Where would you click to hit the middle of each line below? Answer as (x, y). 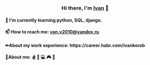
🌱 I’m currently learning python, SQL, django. (54, 20)
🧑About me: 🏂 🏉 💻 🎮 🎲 (30, 57)
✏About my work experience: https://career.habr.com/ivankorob (75, 45)
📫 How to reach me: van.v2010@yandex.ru (52, 32)
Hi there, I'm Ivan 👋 (85, 8)
